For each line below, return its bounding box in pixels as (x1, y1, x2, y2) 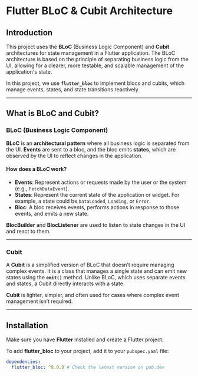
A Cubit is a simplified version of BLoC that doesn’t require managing (6, 261, 174, 269)
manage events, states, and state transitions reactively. (6, 86, 140, 93)
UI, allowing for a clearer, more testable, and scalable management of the (6, 62, 184, 69)
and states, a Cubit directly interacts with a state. (6, 280, 125, 287)
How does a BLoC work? (6, 166, 67, 173)
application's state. (6, 68, 52, 75)
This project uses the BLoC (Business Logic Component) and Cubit (6, 43, 170, 50)
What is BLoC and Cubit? (6, 108, 99, 118)
